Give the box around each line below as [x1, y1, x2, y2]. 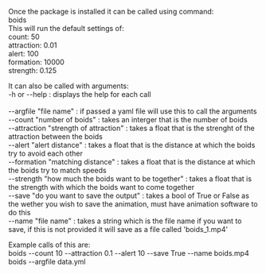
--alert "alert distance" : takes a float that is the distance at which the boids [8, 141, 256, 149]
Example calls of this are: [8, 240, 91, 249]
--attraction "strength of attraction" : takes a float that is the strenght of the [8, 123, 255, 133]
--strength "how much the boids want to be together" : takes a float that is [8, 174, 252, 183]
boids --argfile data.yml [8, 257, 86, 266]
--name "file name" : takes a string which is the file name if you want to [8, 216, 242, 226]
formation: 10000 [8, 57, 65, 67]
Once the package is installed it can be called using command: [8, 7, 214, 16]
